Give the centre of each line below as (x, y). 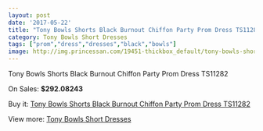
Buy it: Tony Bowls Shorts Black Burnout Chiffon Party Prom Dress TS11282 (129, 104)
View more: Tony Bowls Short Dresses (70, 119)
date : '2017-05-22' (40, 23)
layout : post (29, 15)
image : (19, 51)
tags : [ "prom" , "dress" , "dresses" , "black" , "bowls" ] (92, 44)
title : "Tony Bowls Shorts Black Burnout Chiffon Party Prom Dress (121, 30)
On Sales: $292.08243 (46, 89)
